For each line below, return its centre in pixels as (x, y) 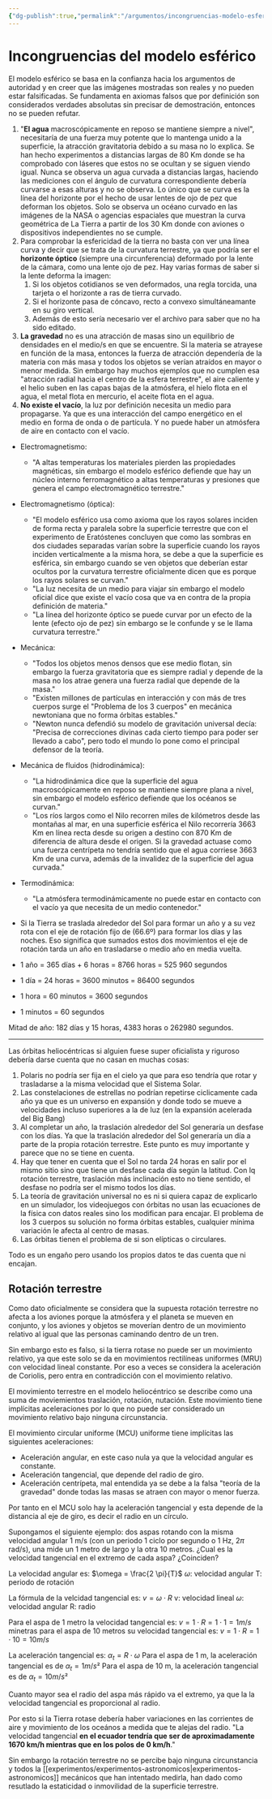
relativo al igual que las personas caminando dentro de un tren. (113, 1334)
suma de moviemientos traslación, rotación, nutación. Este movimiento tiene (136, 1400)
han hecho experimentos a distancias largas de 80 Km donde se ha (132, 154)
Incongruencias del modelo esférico (132, 56)
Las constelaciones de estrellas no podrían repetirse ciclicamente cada (138, 1092)
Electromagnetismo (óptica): (67, 503)
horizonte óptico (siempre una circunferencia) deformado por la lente (136, 258)
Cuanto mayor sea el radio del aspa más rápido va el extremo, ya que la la (132, 1694)
